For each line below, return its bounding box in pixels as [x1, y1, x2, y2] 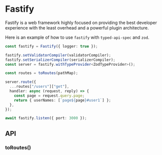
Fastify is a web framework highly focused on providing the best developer [5, 20, 157, 26]
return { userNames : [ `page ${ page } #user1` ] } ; [14, 98, 111, 103]
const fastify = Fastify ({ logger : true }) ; [5, 44, 98, 49]
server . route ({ [5, 79, 36, 84]
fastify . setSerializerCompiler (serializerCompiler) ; [5, 57, 116, 62]
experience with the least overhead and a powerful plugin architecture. [5, 25, 149, 30]
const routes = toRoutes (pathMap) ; [5, 71, 78, 76]
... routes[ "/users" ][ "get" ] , [9, 84, 69, 89]
